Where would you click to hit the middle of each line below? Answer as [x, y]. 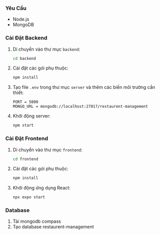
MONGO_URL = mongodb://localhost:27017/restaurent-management [80, 107]
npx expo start [29, 197]
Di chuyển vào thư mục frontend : [48, 150]
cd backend [24, 58]
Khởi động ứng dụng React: [41, 188]
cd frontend [25, 159]
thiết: [18, 93]
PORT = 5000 [25, 102]
